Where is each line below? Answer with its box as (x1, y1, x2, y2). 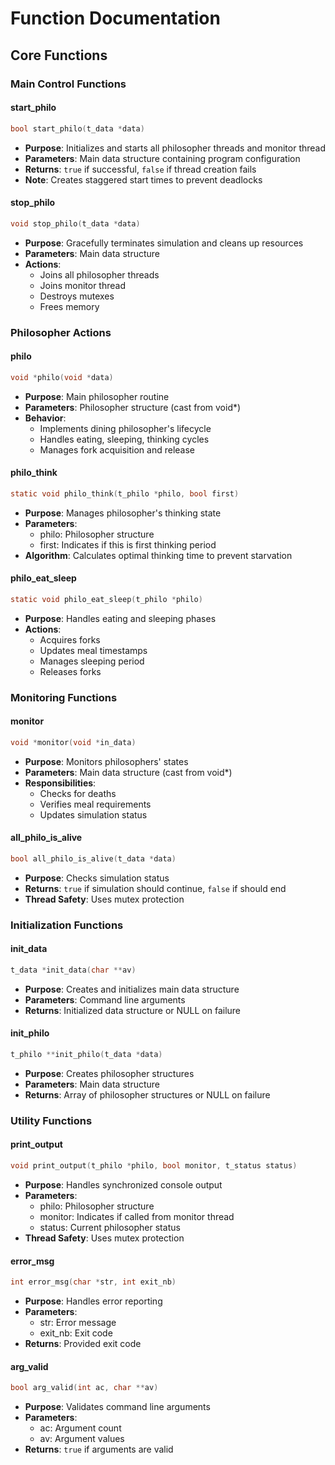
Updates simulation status (39, 808, 148, 821)
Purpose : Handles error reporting (24, 1295, 163, 1307)
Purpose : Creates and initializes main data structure (24, 983, 240, 995)
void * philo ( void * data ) (10, 372, 114, 382)
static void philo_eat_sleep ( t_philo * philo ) (10, 594, 203, 604)
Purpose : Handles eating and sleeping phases (24, 612, 217, 624)
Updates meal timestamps (39, 644, 148, 656)
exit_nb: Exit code (39, 1327, 113, 1339)
